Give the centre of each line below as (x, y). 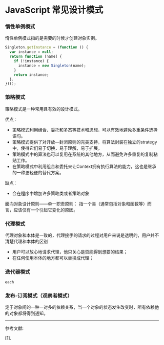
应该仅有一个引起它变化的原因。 (46, 210)
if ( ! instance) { (31, 61)
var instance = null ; (31, 52)
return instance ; (31, 75)
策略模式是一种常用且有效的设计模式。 (43, 109)
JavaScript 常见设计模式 (54, 10)
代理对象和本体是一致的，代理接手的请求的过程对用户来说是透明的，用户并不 (82, 235)
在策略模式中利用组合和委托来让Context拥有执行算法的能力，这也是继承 (84, 166)
